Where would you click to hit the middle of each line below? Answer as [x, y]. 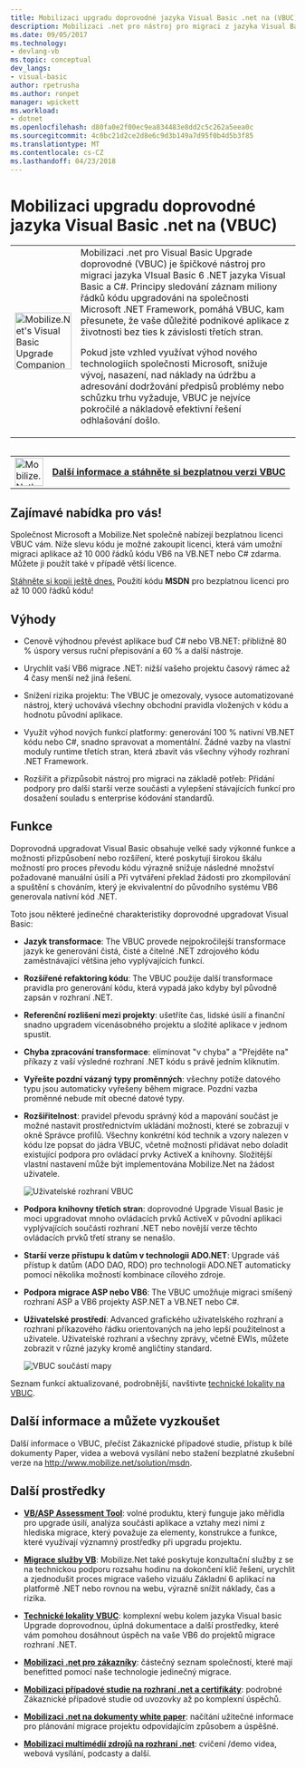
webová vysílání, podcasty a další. [87, 1753]
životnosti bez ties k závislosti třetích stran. [172, 332]
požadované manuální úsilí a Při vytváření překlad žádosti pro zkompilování [150, 877]
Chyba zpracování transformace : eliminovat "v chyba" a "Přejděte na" [156, 1052]
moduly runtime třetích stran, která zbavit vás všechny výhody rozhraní [156, 752]
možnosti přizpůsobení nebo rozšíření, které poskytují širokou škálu [136, 858]
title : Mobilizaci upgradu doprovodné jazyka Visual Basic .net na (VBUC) [154, 18]
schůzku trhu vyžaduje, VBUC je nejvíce [166, 398]
